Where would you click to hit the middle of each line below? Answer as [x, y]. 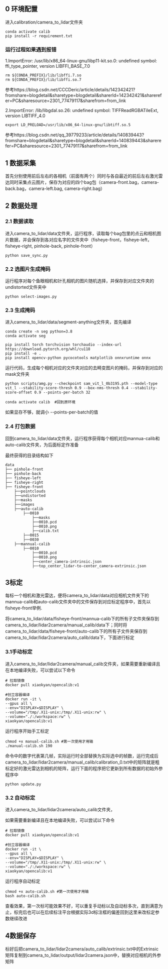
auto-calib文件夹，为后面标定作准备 [42, 445]
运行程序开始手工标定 [27, 731]
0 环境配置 [21, 9]
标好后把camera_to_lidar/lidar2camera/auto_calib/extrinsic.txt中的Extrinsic [82, 949]
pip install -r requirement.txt [39, 36]
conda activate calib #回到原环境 [40, 402]
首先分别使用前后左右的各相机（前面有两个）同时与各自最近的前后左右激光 [82, 176]
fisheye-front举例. [24, 608]
